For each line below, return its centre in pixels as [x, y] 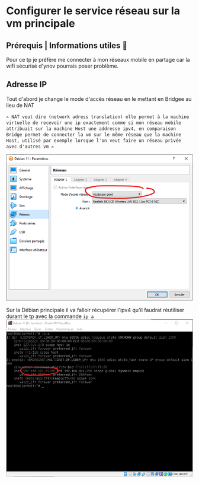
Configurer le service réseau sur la [93, 11]
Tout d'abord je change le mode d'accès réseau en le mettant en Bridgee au [99, 98]
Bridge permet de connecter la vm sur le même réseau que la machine [94, 135]
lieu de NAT [20, 105]
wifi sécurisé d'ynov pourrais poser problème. [62, 66]
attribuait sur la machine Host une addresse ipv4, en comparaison [91, 129]
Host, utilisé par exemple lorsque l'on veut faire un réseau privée [94, 141]
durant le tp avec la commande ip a [50, 316]
